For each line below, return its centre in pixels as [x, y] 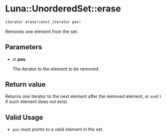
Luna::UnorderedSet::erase [63, 9]
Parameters [24, 47]
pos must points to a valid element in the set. [58, 130]
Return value [25, 84]
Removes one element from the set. [42, 31]
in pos [19, 59]
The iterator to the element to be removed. [56, 69]
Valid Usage [24, 117]
